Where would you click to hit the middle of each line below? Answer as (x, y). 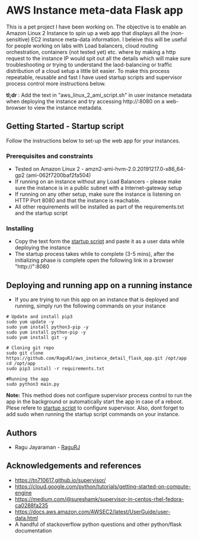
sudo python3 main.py (33, 384)
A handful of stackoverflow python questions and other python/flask (98, 524)
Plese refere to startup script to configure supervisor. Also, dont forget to (95, 408)
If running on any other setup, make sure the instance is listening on (98, 194)
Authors (22, 433)
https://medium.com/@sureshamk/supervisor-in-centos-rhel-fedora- (99, 499)
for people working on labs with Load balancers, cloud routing (82, 46)
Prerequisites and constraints (50, 156)
